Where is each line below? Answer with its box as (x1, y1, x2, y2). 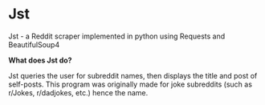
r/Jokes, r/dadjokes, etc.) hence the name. (8, 87, 149, 97)
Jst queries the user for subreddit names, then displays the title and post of (8, 71, 258, 80)
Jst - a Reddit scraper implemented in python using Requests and (8, 31, 226, 41)
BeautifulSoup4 (8, 39, 60, 49)
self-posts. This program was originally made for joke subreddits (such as (8, 79, 253, 89)
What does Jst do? (8, 55, 72, 65)
